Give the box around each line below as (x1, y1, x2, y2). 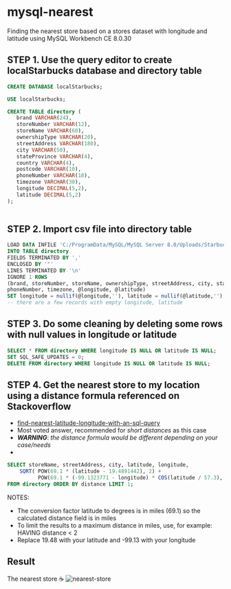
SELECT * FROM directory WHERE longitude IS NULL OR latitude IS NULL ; (7, 347, 217, 354)
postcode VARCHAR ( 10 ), (16, 166, 81, 173)
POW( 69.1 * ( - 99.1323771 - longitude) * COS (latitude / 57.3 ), (37, 475, 223, 482)
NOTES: (7, 493, 30, 502)
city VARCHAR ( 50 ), (16, 146, 69, 154)
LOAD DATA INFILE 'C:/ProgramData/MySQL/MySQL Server (7, 242, 165, 249)
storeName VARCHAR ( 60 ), (16, 127, 85, 134)
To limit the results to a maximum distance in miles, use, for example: (16, 521, 213, 529)
